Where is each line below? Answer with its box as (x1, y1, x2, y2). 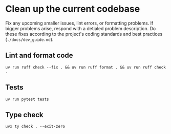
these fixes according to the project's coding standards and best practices (5, 31, 163, 37)
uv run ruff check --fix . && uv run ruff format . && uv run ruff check (5, 64, 166, 70)
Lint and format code (5, 51, 73, 60)
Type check (5, 110, 44, 119)
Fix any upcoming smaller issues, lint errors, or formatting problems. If (5, 20, 154, 26)
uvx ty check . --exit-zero (5, 124, 66, 129)
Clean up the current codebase (5, 3, 140, 15)
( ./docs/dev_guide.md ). (5, 36, 54, 42)
